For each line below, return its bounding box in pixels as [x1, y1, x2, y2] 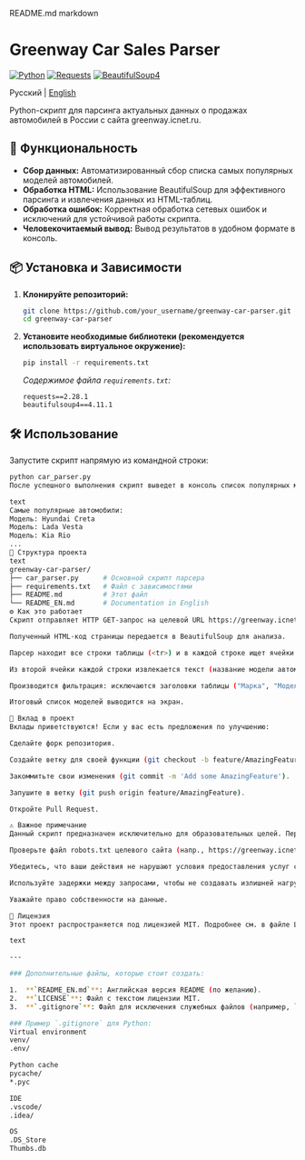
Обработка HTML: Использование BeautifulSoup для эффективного [22, 184, 286, 195]
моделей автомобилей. [22, 175, 113, 185]
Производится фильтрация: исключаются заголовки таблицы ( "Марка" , [9, 681, 271, 690]
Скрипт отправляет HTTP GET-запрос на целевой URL [9, 615, 205, 625]
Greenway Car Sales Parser [9, 40, 221, 60]
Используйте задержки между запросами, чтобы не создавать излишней [9, 878, 274, 887]
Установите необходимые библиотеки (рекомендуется [22, 331, 245, 342]
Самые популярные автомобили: [9, 505, 124, 515]
